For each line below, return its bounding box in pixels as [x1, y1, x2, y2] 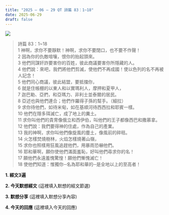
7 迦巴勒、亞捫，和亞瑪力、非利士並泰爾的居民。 [17, 92, 119, 98]
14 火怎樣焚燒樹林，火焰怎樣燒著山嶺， [17, 136, 100, 142]
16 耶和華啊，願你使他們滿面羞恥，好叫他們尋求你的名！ [17, 149, 135, 155]
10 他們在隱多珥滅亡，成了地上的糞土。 [17, 111, 100, 117]
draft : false [5, 17, 33, 22]
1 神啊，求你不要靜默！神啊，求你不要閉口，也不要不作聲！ [17, 47, 141, 53]
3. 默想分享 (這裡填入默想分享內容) [5, 194, 77, 200]
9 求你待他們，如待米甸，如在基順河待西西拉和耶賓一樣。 [17, 104, 138, 111]
